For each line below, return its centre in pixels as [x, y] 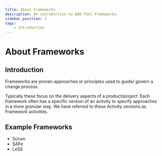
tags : [10, 23]
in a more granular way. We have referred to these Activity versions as [76, 107]
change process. [22, 87]
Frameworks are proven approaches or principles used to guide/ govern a [79, 81]
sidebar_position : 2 [26, 19]
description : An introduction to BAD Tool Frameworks [61, 14]
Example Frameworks [39, 127]
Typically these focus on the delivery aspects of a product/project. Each [78, 96]
